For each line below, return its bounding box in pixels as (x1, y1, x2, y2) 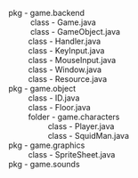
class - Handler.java (28, 36, 101, 46)
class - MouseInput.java (28, 55, 117, 65)
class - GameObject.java (29, 27, 121, 36)
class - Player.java (47, 121, 115, 132)
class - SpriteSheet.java (28, 150, 116, 159)
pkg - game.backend (8, 8, 85, 18)
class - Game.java (29, 17, 97, 28)
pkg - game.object (8, 84, 77, 93)
